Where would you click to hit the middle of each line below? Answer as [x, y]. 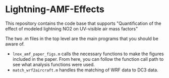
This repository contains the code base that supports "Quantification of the [83, 23]
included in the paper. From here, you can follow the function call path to [88, 59]
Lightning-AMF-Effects [55, 9]
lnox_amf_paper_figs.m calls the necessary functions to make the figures [88, 54]
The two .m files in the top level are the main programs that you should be [82, 38]
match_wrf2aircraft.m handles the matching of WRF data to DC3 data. [85, 70]
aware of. [15, 44]
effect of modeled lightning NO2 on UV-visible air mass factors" [72, 28]
